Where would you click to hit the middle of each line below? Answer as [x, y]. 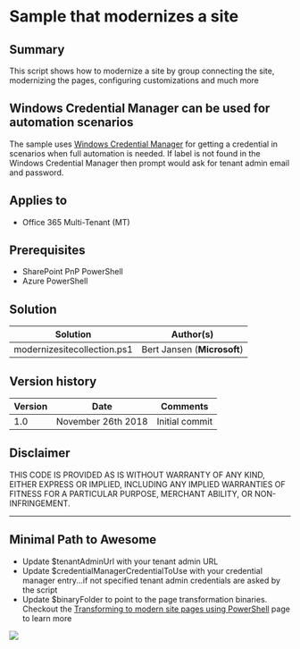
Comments [184, 407]
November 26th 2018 [103, 422]
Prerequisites [47, 251]
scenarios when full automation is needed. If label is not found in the [135, 153]
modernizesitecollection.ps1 [74, 350]
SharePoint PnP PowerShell [72, 272]
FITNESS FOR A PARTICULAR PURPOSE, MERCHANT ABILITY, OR [131, 493]
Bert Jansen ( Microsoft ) [192, 350]
